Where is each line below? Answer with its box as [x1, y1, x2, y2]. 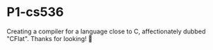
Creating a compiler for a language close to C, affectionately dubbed [6, 27, 206, 35]
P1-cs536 [6, 4, 64, 20]
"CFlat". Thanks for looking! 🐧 [6, 34, 93, 42]
